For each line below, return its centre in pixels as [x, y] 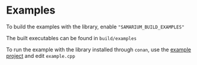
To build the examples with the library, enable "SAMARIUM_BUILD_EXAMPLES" [95, 27]
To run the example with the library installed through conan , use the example [98, 49]
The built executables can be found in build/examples [72, 38]
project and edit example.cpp [41, 56]
